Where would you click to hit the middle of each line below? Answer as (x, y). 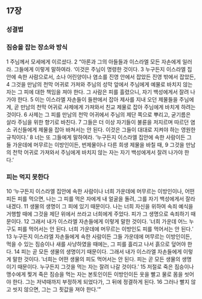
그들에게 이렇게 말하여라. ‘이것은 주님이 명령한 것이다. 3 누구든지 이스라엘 (100, 69)
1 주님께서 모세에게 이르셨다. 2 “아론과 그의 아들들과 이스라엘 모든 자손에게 (94, 62)
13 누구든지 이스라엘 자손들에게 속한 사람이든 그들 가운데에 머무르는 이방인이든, (99, 236)
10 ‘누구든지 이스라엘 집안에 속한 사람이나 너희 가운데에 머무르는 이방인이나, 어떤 (100, 191)
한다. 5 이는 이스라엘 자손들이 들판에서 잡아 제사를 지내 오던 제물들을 (97, 99)
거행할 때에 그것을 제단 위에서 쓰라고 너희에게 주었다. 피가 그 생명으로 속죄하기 (98, 214)
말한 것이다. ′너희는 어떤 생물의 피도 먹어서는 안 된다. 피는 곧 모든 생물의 (96, 259)
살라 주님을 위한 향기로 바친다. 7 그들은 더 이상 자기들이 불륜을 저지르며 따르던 (98, 122)
